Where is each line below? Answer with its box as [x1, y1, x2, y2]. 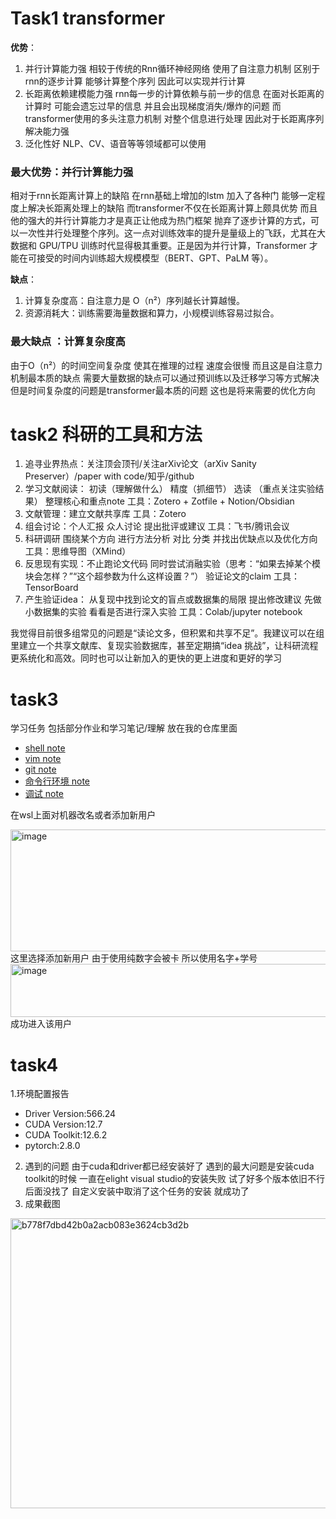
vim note [24, 753, 62, 765]
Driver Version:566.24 [24, 1108, 117, 1120]
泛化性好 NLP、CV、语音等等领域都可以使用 [24, 137, 207, 149]
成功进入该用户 [10, 1018, 72, 1030]
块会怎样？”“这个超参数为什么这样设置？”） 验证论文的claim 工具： [24, 570, 301, 582]
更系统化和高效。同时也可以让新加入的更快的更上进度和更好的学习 [10, 652, 282, 664]
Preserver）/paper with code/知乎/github [24, 470, 195, 482]
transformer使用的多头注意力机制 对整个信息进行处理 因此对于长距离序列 [24, 112, 325, 124]
